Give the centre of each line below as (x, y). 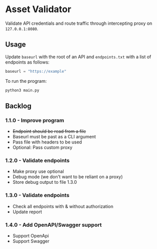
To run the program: (26, 81)
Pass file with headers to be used (47, 142)
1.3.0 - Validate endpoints (37, 195)
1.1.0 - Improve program (35, 120)
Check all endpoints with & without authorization (63, 206)
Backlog (18, 106)
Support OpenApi (31, 236)
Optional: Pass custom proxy (42, 147)
